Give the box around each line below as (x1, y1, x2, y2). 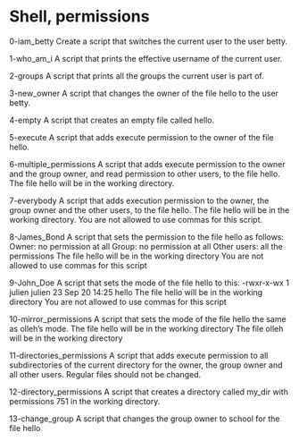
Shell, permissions (9, 6, 150, 27)
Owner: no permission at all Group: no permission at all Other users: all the (9, 241, 283, 251)
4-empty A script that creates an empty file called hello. (9, 114, 215, 125)
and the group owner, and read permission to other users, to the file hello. (9, 168, 281, 179)
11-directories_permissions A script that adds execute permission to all (9, 350, 269, 360)
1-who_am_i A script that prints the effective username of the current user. (9, 53, 283, 64)
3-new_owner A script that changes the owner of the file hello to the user (9, 88, 279, 98)
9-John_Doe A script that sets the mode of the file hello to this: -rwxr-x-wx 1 (9, 277, 290, 288)
